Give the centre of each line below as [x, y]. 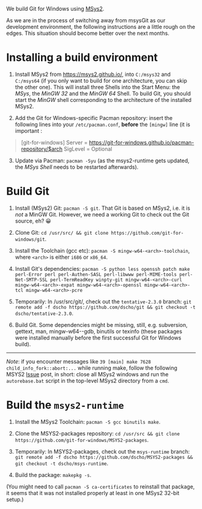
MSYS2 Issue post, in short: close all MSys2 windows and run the [87, 374]
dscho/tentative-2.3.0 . [44, 313]
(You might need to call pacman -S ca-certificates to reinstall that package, [101, 486]
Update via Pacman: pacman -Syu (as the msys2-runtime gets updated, [102, 160]
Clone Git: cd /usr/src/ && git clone [62, 232]
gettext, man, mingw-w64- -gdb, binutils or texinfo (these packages [98, 331]
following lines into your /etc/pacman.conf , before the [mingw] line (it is [103, 124]
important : [29, 131]
